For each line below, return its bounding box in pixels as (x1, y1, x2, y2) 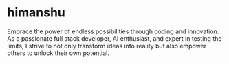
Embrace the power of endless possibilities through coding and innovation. (7, 27, 219, 35)
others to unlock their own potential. (7, 49, 110, 57)
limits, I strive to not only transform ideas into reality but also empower (7, 42, 207, 50)
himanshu (7, 5, 65, 20)
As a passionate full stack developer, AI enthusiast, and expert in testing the (7, 34, 222, 42)
